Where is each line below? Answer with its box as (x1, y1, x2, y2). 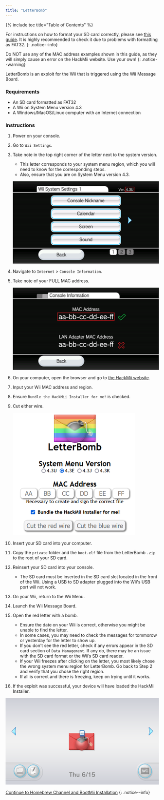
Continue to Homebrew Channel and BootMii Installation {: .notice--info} (5, 789, 150, 795)
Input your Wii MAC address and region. (12, 384, 93, 390)
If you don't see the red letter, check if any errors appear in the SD (19, 643, 153, 648)
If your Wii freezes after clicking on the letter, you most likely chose (19, 658, 155, 664)
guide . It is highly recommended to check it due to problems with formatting (5, 37, 158, 42)
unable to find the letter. (19, 627, 68, 633)
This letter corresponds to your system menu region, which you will (19, 161, 155, 167)
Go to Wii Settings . (12, 142, 53, 148)
